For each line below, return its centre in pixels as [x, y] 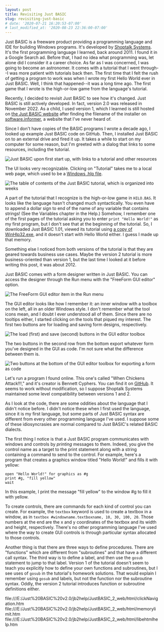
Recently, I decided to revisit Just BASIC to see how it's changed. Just [76, 98]
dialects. [14, 429]
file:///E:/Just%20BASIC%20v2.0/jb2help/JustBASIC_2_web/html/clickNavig [82, 599]
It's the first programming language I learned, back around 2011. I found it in [81, 53]
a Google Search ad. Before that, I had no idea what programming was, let [80, 57]
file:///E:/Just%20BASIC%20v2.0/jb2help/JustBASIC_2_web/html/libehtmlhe [82, 619]
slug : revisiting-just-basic [35, 19]
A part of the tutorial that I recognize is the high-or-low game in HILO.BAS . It [81, 198]
